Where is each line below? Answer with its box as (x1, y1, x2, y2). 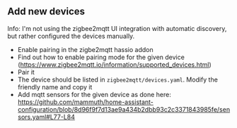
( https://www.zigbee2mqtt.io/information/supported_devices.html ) (17, 60, 212, 69)
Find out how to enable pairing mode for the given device (17, 53, 185, 61)
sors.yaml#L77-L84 (17, 113, 76, 121)
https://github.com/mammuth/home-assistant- (17, 98, 154, 106)
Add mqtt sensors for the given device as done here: (17, 90, 171, 98)
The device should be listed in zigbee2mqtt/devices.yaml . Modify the (17, 75, 218, 84)
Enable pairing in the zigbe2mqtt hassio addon (17, 45, 154, 53)
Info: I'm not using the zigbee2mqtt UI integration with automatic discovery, (7, 24, 227, 32)
